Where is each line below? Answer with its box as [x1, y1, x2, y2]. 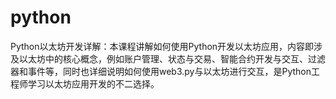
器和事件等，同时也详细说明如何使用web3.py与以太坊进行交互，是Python [10, 65, 312, 77]
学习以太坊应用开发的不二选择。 [27, 77, 160, 90]
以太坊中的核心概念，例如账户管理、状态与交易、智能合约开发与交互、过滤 [18, 52, 326, 65]
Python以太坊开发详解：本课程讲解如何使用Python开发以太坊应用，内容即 [10, 40, 315, 52]
